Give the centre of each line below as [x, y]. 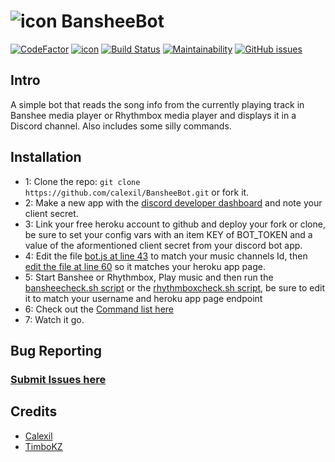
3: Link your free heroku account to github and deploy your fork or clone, [175, 224]
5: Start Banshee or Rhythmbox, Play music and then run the [149, 277]
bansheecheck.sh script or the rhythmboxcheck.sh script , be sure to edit [175, 287]
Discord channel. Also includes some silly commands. [121, 126]
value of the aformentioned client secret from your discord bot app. [163, 245]
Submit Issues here [58, 379]
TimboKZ [43, 446]
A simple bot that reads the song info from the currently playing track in [157, 104]
